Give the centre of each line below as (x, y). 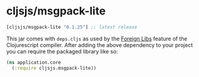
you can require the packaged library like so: (62, 51)
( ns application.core (34, 62)
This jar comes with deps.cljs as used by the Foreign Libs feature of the (97, 38)
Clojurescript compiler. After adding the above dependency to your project (100, 45)
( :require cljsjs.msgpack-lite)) (54, 68)
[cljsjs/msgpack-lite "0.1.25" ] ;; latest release (72, 27)
